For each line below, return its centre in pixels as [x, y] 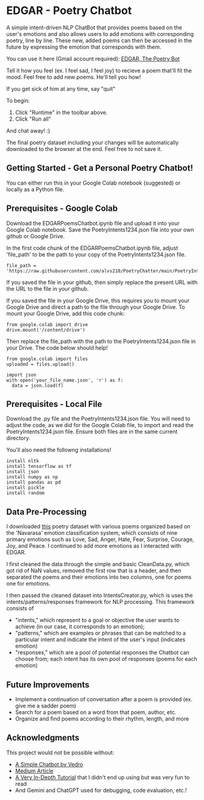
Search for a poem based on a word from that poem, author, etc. [96, 712]
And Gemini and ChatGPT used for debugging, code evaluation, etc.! [101, 790]
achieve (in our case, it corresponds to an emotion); [80, 627]
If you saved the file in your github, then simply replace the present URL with [102, 282]
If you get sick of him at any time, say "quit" [61, 88]
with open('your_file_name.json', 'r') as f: [65, 380]
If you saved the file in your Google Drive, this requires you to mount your [98, 300]
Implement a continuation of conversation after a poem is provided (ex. [104, 699]
